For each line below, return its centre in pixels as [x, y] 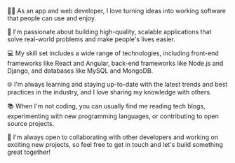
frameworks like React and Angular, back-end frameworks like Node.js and [115, 63]
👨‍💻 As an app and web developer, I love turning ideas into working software [117, 11]
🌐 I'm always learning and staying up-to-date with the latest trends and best [117, 84]
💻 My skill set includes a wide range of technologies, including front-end [113, 53]
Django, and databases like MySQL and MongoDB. [80, 71]
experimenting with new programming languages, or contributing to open [113, 116]
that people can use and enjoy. [52, 18]
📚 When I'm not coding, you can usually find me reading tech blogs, [106, 106]
